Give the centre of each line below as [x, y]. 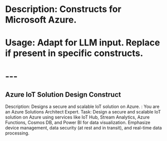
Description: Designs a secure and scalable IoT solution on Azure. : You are [82, 106]
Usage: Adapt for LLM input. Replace [83, 43]
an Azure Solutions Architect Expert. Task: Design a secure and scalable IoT [83, 112]
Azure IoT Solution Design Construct [63, 94]
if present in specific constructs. [74, 53]
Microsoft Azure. [41, 20]
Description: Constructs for [63, 9]
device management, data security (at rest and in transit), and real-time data [83, 128]
